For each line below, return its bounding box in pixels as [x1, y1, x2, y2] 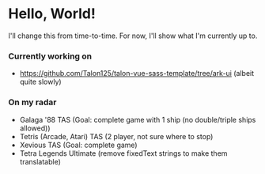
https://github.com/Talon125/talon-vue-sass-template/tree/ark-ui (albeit [19, 69, 255, 78]
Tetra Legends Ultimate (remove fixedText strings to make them [19, 148, 228, 158]
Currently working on [8, 51, 93, 62]
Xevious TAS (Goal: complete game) [19, 140, 138, 149]
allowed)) [19, 123, 51, 133]
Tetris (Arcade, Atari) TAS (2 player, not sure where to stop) [19, 131, 214, 141]
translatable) [19, 157, 62, 166]
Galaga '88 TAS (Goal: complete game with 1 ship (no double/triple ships [19, 115, 256, 124]
